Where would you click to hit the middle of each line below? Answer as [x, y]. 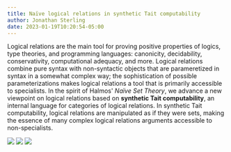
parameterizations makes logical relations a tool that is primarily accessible [115, 84]
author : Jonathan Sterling [46, 20]
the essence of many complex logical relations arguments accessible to [110, 121]
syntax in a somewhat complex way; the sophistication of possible [102, 76]
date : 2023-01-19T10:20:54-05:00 [56, 26]
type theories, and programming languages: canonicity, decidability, [105, 54]
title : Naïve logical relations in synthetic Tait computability [104, 14]
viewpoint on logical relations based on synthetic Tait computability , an [111, 98]
